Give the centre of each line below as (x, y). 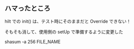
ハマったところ (28, 8)
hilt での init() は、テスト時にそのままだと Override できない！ (68, 21)
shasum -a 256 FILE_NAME (33, 42)
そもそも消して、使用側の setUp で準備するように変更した (64, 32)
